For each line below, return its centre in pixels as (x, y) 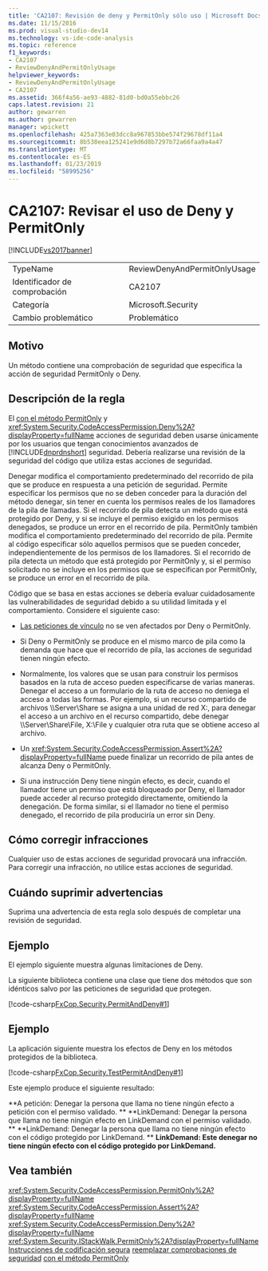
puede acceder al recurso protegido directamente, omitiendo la (124, 798)
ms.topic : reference (43, 46)
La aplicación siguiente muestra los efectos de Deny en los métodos (120, 1048)
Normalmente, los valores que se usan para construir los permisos (129, 673)
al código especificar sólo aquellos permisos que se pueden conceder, (125, 544)
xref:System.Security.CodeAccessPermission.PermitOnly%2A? (111, 1190)
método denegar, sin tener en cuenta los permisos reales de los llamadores (132, 501)
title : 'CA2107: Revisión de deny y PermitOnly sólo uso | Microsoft (126, 16)
